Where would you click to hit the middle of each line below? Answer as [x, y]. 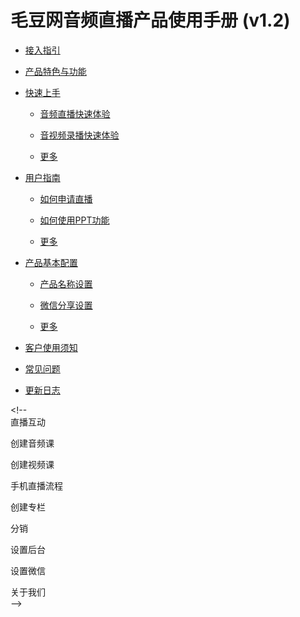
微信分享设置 [66, 305]
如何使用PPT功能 [74, 220]
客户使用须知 [51, 347]
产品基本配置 [51, 262]
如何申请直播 [66, 198]
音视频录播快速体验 [79, 135]
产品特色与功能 [55, 71]
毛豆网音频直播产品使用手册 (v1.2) [150, 20]
